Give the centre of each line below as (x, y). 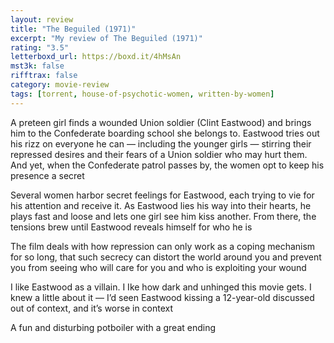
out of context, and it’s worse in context (92, 308)
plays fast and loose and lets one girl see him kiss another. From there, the (163, 216)
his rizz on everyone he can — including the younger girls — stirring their (161, 143)
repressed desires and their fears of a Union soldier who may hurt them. (159, 154)
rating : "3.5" (40, 47)
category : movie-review (60, 85)
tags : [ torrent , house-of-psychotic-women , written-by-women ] (142, 94)
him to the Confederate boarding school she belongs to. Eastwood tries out (165, 133)
